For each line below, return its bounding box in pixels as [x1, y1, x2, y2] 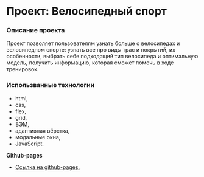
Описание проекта [6, 26, 65, 35]
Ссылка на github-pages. [15, 163, 80, 171]
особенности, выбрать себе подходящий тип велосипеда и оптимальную [6, 53, 199, 60]
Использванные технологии [6, 81, 95, 89]
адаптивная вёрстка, [15, 127, 70, 134]
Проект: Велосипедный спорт [6, 4, 167, 18]
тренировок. [6, 66, 39, 73]
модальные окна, [15, 133, 61, 141]
